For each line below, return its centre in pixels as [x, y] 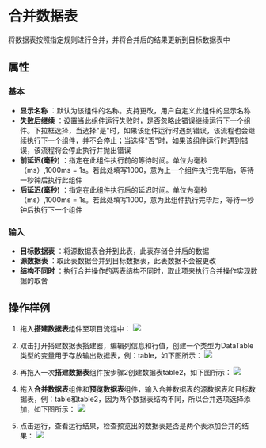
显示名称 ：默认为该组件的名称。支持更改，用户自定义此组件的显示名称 [135, 110]
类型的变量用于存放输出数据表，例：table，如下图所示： [111, 355]
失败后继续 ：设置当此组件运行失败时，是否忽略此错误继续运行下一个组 [135, 121]
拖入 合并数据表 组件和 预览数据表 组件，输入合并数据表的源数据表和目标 [134, 389]
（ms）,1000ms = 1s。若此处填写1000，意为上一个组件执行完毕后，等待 [137, 170]
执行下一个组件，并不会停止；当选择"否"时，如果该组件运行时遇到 [134, 140]
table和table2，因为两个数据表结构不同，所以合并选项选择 [149, 399]
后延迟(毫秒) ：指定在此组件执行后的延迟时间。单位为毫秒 [114, 190]
